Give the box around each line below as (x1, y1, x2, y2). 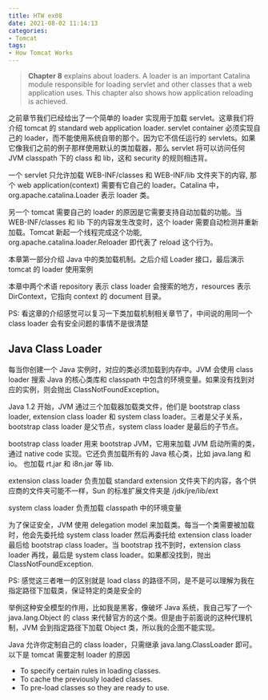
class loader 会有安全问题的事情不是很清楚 (8, 318, 149, 328)
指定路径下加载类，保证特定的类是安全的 (8, 585, 142, 595)
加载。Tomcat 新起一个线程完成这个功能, (8, 228, 142, 237)
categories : (8, 26, 48, 34)
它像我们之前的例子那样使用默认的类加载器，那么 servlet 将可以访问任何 (8, 144, 246, 152)
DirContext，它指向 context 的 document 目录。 (8, 292, 166, 301)
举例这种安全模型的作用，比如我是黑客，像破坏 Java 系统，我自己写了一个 (8, 602, 253, 612)
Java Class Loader (8, 342, 102, 356)
